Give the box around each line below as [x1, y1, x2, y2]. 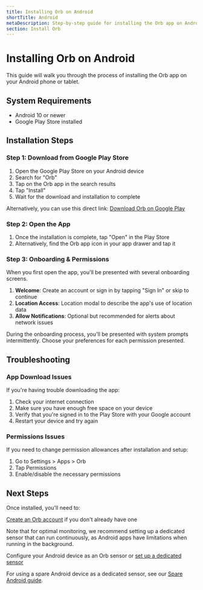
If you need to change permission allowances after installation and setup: [6, 446, 188, 454]
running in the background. [6, 540, 74, 548]
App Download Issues [6, 373, 72, 381]
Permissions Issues [6, 432, 65, 441]
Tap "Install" [14, 187, 46, 194]
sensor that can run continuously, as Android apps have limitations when [6, 534, 187, 541]
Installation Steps [6, 135, 74, 146]
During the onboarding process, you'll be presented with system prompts [6, 330, 188, 338]
